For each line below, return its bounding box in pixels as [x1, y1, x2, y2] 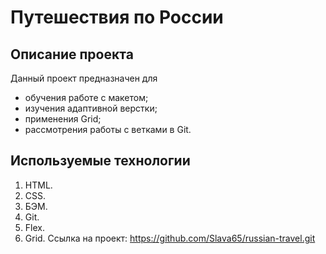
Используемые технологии [10, 152, 191, 170]
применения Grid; [24, 113, 102, 125]
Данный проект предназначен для [10, 72, 158, 84]
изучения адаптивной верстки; [24, 102, 158, 114]
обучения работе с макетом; [24, 92, 149, 103]
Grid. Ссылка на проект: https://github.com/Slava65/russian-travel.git [24, 232, 316, 244]
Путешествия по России [10, 6, 224, 29]
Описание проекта [10, 46, 134, 63]
